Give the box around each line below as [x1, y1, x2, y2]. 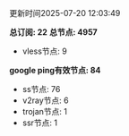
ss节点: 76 [21, 84, 61, 94]
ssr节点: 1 [21, 117, 58, 128]
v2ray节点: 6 [21, 95, 69, 106]
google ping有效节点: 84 [9, 65, 101, 75]
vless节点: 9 [21, 46, 67, 56]
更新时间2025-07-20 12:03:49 [9, 8, 121, 18]
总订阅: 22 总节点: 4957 [9, 27, 98, 38]
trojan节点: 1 [21, 106, 67, 116]
